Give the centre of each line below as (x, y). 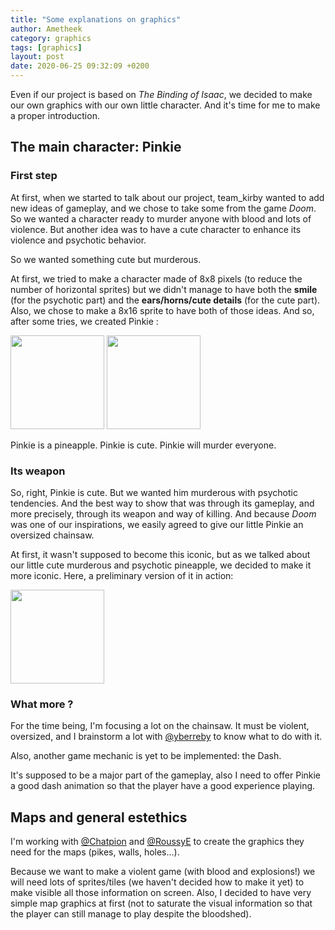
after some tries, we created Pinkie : (84, 321)
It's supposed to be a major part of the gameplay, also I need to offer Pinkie (166, 775)
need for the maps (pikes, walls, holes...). (95, 852)
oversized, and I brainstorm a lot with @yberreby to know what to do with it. (166, 737)
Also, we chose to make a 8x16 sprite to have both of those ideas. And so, (162, 310)
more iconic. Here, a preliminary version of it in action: (122, 575)
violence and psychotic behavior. (78, 240)
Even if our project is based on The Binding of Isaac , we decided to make (161, 94)
